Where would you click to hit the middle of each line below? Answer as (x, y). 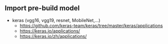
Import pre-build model (42, 8)
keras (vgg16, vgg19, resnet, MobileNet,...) (56, 20)
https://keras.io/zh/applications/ (53, 36)
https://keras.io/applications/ (50, 31)
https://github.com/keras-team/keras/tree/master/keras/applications (91, 25)
